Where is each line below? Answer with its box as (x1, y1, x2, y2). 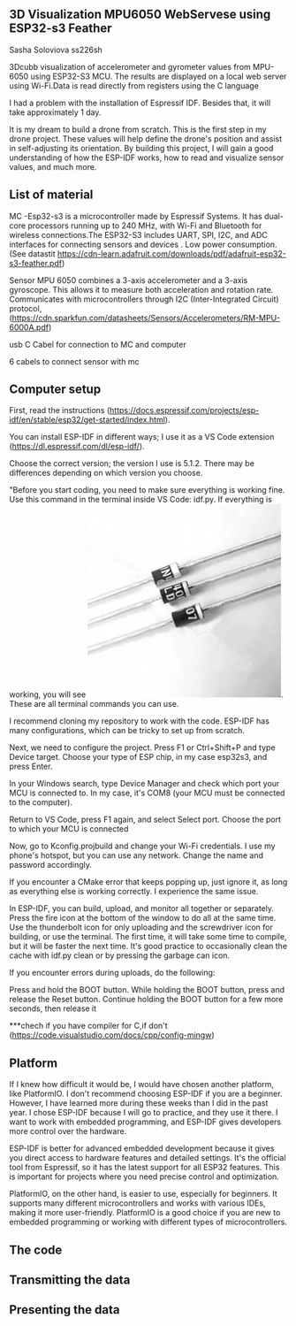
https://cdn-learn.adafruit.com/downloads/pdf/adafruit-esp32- (57, 248, 287, 259)
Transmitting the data (9, 1273, 131, 1288)
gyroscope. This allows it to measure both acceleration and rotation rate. (9, 284, 274, 295)
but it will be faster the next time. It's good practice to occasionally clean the (9, 941, 288, 952)
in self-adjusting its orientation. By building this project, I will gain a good (9, 142, 274, 153)
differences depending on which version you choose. (9, 468, 203, 479)
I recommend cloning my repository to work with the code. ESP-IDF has (9, 716, 269, 726)
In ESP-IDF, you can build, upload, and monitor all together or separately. (9, 903, 275, 914)
